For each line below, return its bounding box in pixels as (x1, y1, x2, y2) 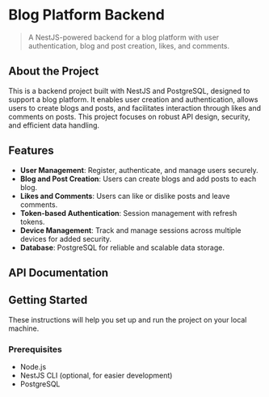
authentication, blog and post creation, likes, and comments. (27, 40, 230, 50)
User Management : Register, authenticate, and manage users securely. (19, 165, 258, 175)
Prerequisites (8, 344, 62, 355)
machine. (8, 323, 40, 333)
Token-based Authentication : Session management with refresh (19, 208, 237, 218)
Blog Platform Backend (8, 6, 166, 24)
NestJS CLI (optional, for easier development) (19, 370, 173, 381)
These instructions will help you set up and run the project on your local (8, 315, 247, 324)
